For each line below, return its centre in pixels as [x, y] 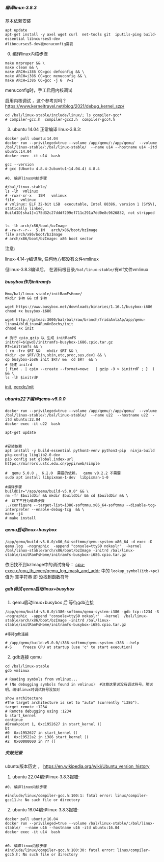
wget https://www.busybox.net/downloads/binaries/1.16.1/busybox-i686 [79, 307]
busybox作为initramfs [28, 281]
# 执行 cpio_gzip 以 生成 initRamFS [41, 338]
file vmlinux [21, 200]
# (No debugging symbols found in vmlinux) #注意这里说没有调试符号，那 [77, 684]
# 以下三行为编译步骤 [25, 501]
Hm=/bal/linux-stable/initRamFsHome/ [44, 294]
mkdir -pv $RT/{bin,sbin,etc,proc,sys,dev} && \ [56, 355]
